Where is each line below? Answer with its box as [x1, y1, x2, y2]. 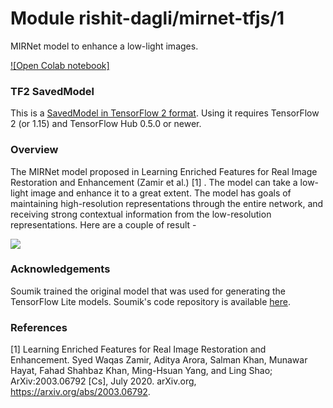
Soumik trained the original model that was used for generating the [10, 285, 286, 297]
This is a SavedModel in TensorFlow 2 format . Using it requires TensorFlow [10, 107, 320, 119]
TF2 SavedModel [10, 84, 95, 98]
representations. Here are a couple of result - [10, 218, 197, 231]
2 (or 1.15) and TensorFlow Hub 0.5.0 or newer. [10, 118, 202, 130]
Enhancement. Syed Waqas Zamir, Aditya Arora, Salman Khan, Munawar [10, 354, 308, 366]
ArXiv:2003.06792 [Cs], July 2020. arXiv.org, [10, 375, 197, 387]
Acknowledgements [10, 262, 111, 276]
